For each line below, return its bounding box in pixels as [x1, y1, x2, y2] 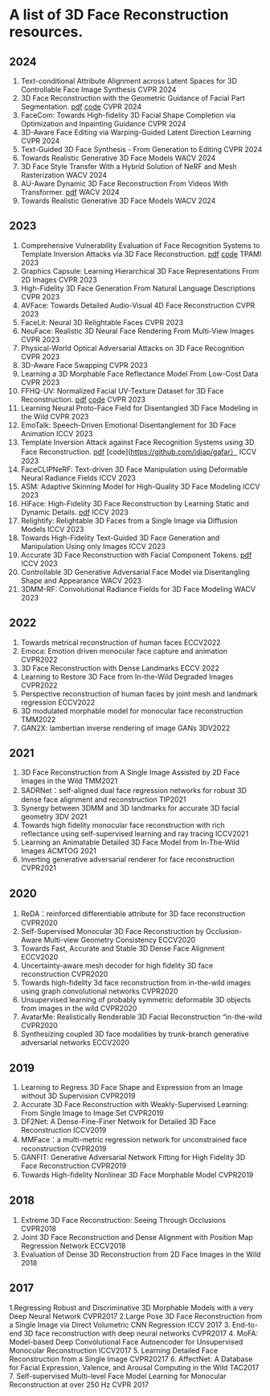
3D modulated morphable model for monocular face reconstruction [20, 706, 243, 716]
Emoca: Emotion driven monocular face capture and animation [20, 646, 228, 655]
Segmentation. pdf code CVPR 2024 [20, 102, 142, 111]
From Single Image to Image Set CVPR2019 [20, 1109, 164, 1118]
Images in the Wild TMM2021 [20, 776, 118, 786]
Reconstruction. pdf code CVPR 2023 [20, 394, 146, 404]
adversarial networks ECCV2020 [20, 1038, 130, 1047]
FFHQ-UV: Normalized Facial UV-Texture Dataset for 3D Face [20, 386, 224, 395]
